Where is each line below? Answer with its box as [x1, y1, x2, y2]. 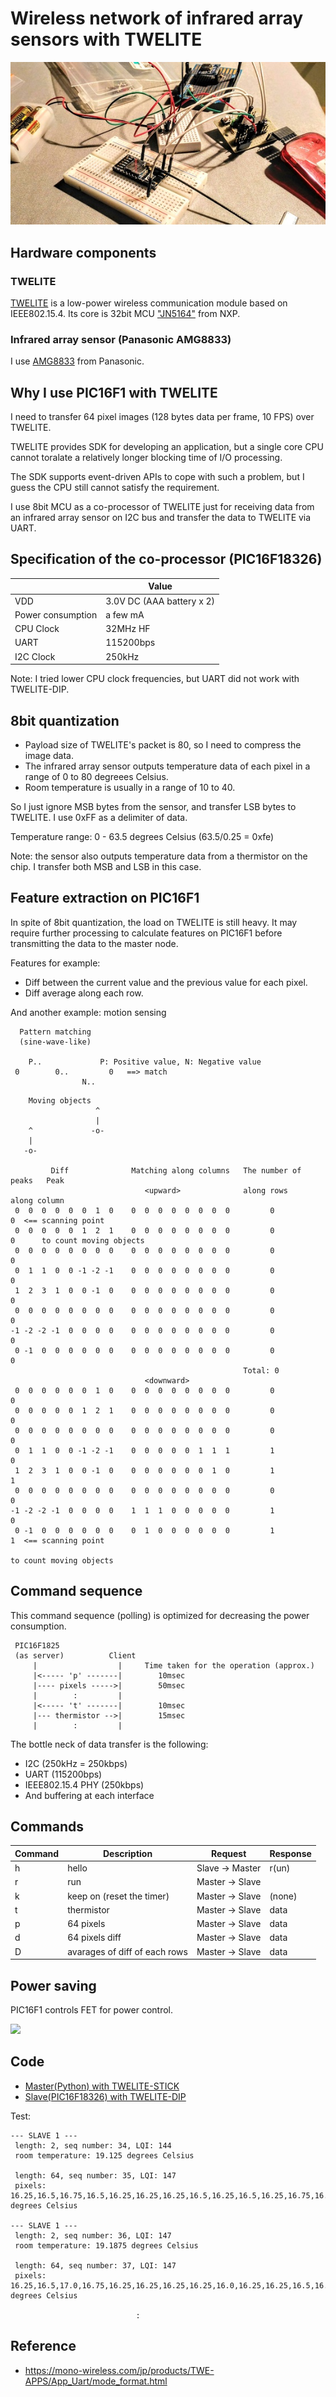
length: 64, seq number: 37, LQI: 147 [14, 2260, 177, 2271]
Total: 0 [243, 1365, 280, 1376]
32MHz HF [105, 623, 151, 635]
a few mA [105, 608, 145, 621]
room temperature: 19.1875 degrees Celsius [14, 2240, 199, 2251]
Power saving [10, 1977, 97, 1994]
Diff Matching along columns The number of [50, 1165, 302, 1176]
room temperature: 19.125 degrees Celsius [14, 2150, 195, 2161]
